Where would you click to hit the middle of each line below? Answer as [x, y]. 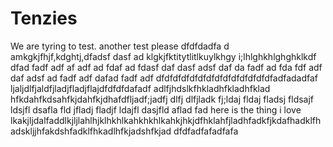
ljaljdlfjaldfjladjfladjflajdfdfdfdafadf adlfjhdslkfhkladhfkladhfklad [140, 88]
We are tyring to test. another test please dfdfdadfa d [120, 46]
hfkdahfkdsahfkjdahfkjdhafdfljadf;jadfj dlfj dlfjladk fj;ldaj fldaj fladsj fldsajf [162, 99]
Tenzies [44, 18]
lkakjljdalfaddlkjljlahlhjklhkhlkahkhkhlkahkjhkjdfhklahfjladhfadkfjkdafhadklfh [166, 120]
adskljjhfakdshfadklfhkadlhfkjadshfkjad [91, 131]
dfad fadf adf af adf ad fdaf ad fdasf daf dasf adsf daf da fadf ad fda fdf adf [166, 67]
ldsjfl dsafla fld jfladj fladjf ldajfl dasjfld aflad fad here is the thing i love [156, 109]
